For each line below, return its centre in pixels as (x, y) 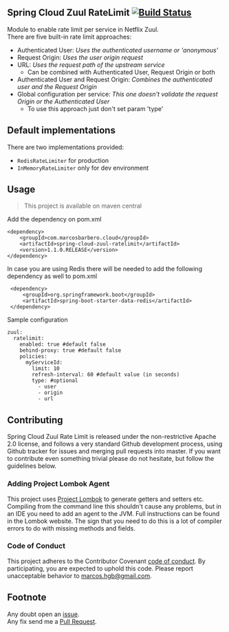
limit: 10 (46, 369)
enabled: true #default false (63, 345)
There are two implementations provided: (66, 147)
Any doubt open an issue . (43, 614)
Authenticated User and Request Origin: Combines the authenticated (115, 79)
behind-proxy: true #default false (70, 350)
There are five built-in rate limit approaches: (69, 37)
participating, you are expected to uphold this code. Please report (100, 568)
